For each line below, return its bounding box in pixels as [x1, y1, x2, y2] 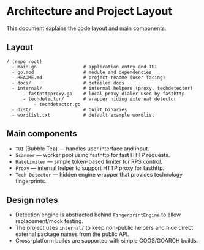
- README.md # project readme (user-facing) [12, 75, 166, 81]
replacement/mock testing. [15, 218, 84, 225]
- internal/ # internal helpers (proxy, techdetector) [12, 85, 193, 91]
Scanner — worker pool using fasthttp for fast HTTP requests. [15, 151, 170, 158]
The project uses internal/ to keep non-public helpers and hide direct [15, 224, 194, 232]
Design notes [6, 194, 58, 205]
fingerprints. [15, 177, 47, 185]
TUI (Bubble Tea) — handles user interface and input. [15, 145, 149, 152]
